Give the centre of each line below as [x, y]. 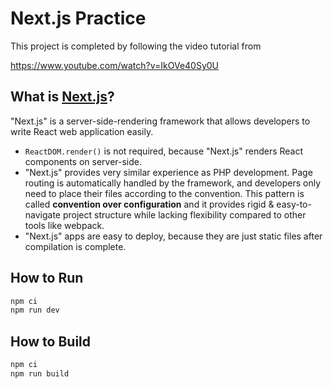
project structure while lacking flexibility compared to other [184, 214]
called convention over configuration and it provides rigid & [149, 204]
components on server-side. [83, 161]
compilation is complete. [75, 246]
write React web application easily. [82, 131]
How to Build [51, 341]
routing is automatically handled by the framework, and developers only [173, 183]
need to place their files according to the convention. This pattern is [164, 193]
